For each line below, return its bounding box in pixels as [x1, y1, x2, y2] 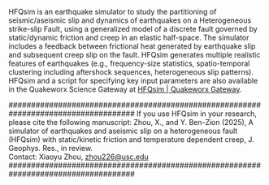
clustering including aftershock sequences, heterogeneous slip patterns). [8, 67, 254, 76]
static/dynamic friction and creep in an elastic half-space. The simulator [8, 32, 249, 42]
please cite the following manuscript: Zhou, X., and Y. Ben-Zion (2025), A [8, 118, 254, 127]
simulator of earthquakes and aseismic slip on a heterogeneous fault [8, 126, 238, 136]
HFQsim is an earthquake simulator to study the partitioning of [8, 7, 217, 16]
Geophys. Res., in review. [8, 144, 93, 153]
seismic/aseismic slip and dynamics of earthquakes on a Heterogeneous [8, 15, 252, 25]
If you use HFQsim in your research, [137, 109, 258, 118]
